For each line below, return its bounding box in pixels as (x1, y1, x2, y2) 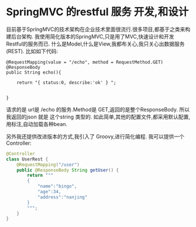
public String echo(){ (6, 69, 61, 75)
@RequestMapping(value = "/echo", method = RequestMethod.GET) (6, 59, 164, 65)
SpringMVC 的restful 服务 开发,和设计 (6, 5, 189, 19)
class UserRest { (6, 156, 49, 162)
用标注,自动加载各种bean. (6, 120, 68, 127)
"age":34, (37, 189, 61, 195)
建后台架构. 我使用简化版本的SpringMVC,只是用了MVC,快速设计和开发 (6, 33, 174, 40)
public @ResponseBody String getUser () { (16, 167, 119, 173)
